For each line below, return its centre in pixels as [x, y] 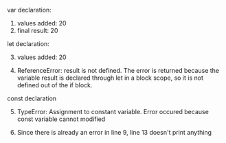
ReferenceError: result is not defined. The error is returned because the [118, 70]
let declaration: [28, 44]
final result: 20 [37, 31]
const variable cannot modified [61, 119]
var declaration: [29, 10]
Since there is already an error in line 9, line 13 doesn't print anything [114, 132]
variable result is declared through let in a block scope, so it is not [110, 78]
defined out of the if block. [55, 85]
